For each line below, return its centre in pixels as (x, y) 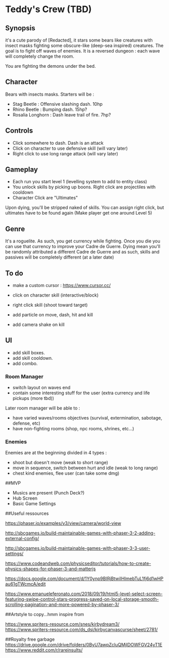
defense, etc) (26, 423)
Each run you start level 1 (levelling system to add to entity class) (80, 182)
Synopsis (20, 28)
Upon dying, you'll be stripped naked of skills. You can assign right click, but (85, 208)
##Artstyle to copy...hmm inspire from (45, 614)
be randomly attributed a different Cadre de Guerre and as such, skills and (82, 252)
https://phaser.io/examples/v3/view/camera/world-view (63, 523)
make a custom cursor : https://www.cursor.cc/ (62, 285)
